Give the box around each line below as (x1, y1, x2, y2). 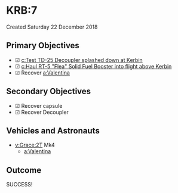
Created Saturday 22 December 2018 (6, 23, 98, 30)
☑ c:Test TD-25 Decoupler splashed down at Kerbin (14, 56, 143, 63)
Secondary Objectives (6, 86, 91, 96)
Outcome (6, 165, 42, 175)
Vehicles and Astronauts (6, 126, 100, 136)
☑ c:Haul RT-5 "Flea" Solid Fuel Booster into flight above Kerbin (14, 63, 172, 70)
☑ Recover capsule (14, 102, 63, 109)
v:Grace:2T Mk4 (14, 141, 55, 149)
